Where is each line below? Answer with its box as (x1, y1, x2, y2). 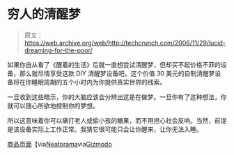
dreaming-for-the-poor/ (24, 46, 93, 54)
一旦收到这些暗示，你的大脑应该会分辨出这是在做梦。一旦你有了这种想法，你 (7, 92, 227, 101)
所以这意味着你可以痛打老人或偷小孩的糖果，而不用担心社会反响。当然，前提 (7, 116, 227, 124)
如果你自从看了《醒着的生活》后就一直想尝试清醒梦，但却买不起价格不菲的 (7, 60, 221, 68)
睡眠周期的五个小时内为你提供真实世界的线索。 (31, 77, 166, 86)
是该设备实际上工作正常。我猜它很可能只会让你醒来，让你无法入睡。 (7, 125, 203, 133)
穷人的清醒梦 (7, 6, 81, 22)
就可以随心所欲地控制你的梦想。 (7, 101, 99, 110)
